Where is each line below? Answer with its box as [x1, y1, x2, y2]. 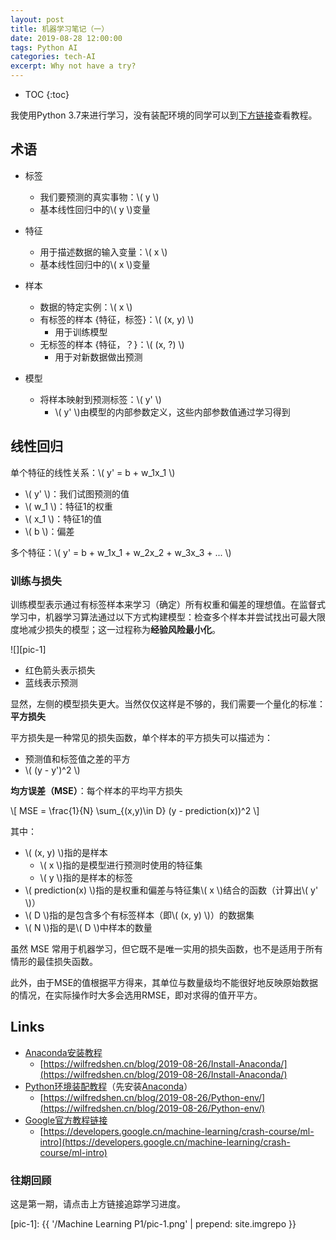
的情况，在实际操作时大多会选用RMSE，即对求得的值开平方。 [10, 989, 263, 1001]
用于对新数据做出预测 [54, 351, 143, 363]
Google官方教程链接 [24, 1114, 108, 1126]
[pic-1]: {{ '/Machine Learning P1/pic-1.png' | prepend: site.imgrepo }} [10, 1218, 297, 1230]
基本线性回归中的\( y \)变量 [39, 203, 151, 215]
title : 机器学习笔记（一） [10, 24, 110, 34]
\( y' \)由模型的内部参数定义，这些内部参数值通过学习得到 [54, 406, 291, 418]
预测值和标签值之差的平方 [24, 752, 131, 765]
